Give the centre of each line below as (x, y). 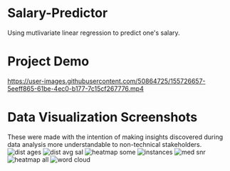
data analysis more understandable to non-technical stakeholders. (105, 144)
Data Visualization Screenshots (103, 117)
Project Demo (48, 61)
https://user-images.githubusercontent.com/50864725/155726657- (106, 81)
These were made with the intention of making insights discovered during (115, 137)
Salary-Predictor (58, 13)
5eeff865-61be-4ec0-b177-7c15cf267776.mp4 (75, 88)
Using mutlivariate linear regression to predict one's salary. (94, 33)
